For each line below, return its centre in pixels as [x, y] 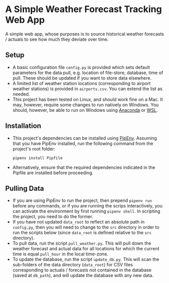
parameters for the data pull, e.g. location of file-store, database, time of [88, 73]
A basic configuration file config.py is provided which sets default [81, 67]
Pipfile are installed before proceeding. [53, 173]
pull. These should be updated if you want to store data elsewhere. [82, 78]
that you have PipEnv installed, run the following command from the [83, 143]
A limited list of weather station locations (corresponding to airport [81, 83]
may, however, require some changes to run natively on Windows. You [86, 105]
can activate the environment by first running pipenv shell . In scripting [86, 211]
